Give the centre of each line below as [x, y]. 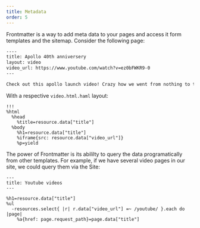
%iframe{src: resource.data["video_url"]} [70, 138]
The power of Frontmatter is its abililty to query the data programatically [94, 154]
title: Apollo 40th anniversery [46, 57]
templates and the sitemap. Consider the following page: [75, 40]
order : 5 [17, 17]
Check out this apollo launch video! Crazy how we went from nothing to [98, 84]
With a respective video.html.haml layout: [57, 95]
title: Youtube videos [34, 183]
